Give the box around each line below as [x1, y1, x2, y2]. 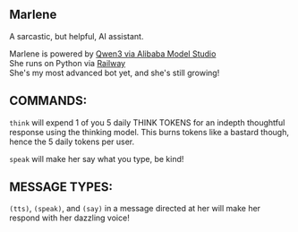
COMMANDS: [9, 93, 88, 108]
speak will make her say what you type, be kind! [9, 153, 184, 164]
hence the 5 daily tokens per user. [9, 136, 135, 147]
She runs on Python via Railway [9, 57, 126, 68]
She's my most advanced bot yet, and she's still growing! [9, 67, 220, 78]
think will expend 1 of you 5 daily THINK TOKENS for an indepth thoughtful [9, 116, 285, 128]
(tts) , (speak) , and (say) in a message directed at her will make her [9, 203, 261, 214]
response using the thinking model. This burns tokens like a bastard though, [9, 126, 289, 137]
